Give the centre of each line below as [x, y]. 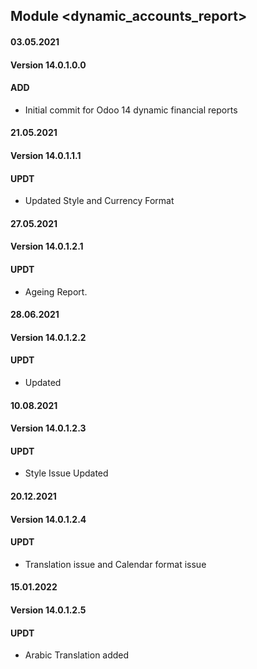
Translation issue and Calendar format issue [115, 564]
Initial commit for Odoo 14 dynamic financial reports [131, 110]
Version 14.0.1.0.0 [48, 65]
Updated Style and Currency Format [99, 201]
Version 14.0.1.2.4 [48, 519]
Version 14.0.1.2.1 [47, 246]
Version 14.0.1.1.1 [46, 155]
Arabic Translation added [77, 655]
